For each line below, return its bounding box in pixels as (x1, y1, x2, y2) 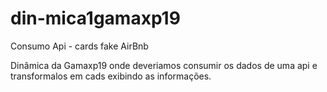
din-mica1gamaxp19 (10, 7, 181, 30)
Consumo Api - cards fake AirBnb (10, 40, 149, 52)
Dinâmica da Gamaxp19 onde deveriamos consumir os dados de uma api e (10, 59, 318, 71)
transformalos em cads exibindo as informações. (10, 70, 212, 82)
